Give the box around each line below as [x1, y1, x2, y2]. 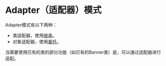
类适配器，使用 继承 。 [12, 32, 57, 38]
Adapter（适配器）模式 [5, 4, 102, 16]
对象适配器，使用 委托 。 [12, 38, 61, 45]
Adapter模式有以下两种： [5, 22, 57, 28]
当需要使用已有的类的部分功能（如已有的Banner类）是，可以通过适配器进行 [5, 49, 161, 55]
